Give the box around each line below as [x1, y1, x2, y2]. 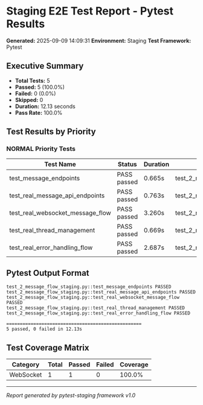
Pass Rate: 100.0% [14, 109, 63, 116]
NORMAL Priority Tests [6, 145, 76, 153]
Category [11, 360, 40, 369]
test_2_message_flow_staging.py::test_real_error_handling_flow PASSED [6, 310, 190, 316]
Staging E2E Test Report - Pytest [6, 4, 174, 18]
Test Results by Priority [6, 127, 96, 137]
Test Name [44, 160, 77, 168]
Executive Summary [6, 61, 84, 71]
